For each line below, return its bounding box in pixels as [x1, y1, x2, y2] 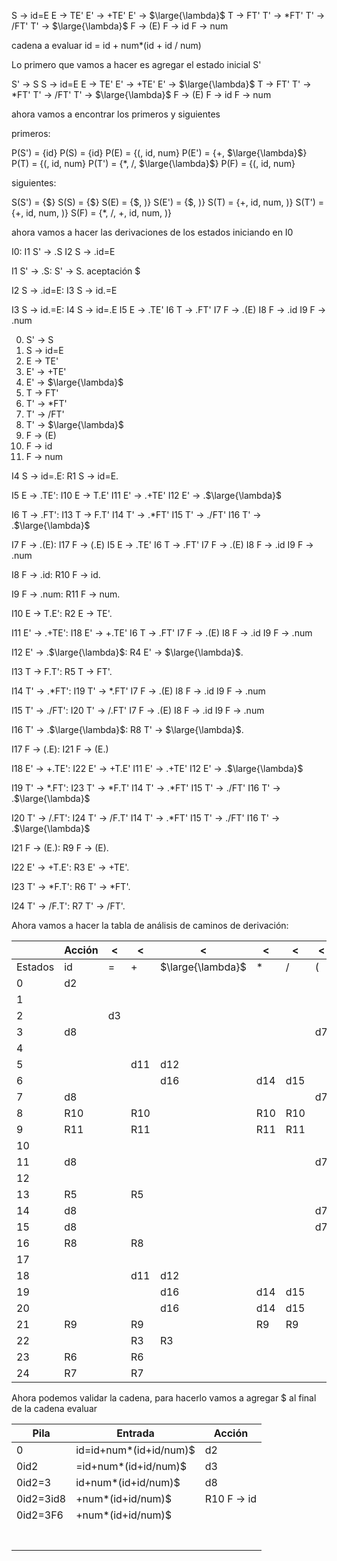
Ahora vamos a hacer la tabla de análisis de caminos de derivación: [11, 920, 289, 931]
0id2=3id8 [16, 1492, 67, 1505]
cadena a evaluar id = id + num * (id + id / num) [11, 40, 202, 51]
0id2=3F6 [16, 1508, 64, 1522]
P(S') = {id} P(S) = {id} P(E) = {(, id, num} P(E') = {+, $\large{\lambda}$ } [11, 147, 308, 159]
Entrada [116, 1426, 155, 1440]
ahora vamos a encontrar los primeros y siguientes [11, 108, 221, 120]
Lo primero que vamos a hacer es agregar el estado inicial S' [11, 59, 262, 70]
